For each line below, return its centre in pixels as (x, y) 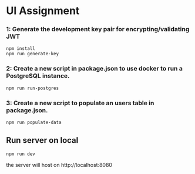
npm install (21, 49)
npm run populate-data (34, 123)
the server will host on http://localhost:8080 (59, 165)
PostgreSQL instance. (38, 76)
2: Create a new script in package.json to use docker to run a (95, 69)
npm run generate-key (33, 54)
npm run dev (21, 154)
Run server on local (42, 140)
